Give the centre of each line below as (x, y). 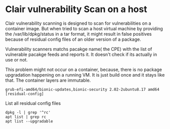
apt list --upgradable (29, 121)
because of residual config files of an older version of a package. (73, 39)
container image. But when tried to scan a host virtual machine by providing (84, 28)
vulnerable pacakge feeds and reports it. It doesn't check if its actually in (81, 54)
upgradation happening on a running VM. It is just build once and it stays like (85, 75)
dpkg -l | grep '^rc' (28, 112)
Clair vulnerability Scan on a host (76, 9)
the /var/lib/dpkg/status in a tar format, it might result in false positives (78, 34)
